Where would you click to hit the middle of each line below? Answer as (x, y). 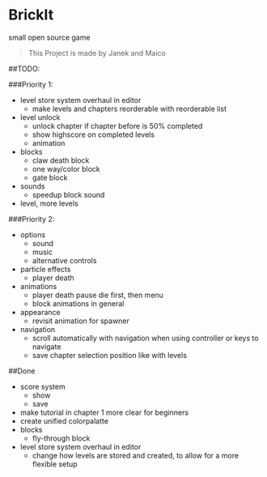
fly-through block (61, 438)
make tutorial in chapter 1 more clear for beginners (104, 412)
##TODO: (24, 68)
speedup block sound (68, 194)
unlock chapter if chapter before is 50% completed (117, 126)
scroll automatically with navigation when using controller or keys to (145, 338)
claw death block (61, 160)
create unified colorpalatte (64, 421)
